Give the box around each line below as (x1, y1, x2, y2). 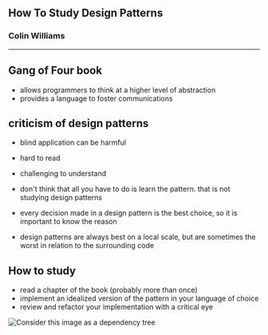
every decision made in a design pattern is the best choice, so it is (19, 208, 238, 218)
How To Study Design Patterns (8, 6, 164, 20)
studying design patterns (19, 193, 102, 202)
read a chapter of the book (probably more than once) (19, 285, 198, 295)
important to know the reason (19, 217, 117, 226)
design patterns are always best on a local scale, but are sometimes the (19, 232, 256, 242)
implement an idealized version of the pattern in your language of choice (19, 293, 259, 303)
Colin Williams (8, 30, 65, 42)
